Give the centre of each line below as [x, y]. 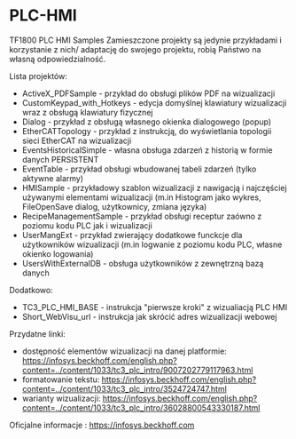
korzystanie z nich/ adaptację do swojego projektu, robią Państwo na [135, 49]
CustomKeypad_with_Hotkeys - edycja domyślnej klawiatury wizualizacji [154, 102]
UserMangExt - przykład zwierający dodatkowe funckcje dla [132, 235]
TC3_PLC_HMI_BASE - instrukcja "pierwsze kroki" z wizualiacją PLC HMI [155, 307]
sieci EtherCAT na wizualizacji [77, 140]
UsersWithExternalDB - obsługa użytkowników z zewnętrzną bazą [143, 263]
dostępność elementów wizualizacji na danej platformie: [125, 351]
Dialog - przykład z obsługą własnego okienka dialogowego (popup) [147, 122]
